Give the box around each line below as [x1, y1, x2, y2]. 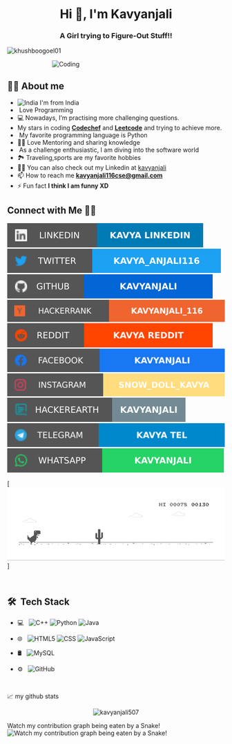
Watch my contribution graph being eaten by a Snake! [7, 721, 160, 729]
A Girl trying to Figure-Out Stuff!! [59, 31, 173, 41]
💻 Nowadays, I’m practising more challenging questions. [17, 114, 180, 122]
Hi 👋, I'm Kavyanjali [59, 6, 173, 22]
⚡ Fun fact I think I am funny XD [17, 181, 109, 190]
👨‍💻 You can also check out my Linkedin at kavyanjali [17, 163, 167, 172]
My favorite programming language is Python [19, 131, 148, 139]
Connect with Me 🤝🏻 [7, 204, 97, 216]
